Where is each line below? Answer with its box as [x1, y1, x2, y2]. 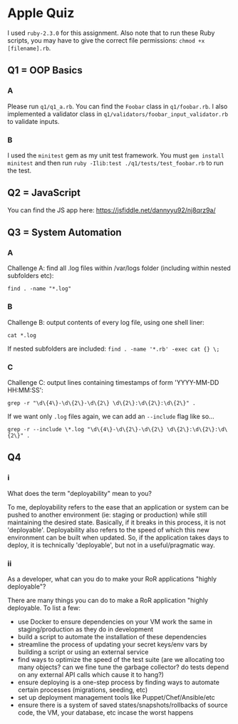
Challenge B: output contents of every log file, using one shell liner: [7, 318, 205, 326]
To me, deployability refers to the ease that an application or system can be [7, 502, 229, 511]
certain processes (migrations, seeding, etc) [17, 686, 148, 694]
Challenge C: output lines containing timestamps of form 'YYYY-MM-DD [7, 378, 219, 387]
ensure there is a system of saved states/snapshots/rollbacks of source [17, 700, 228, 709]
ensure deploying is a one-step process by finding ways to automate [17, 678, 219, 686]
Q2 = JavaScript [7, 187, 81, 199]
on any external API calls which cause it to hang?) [17, 671, 164, 678]
